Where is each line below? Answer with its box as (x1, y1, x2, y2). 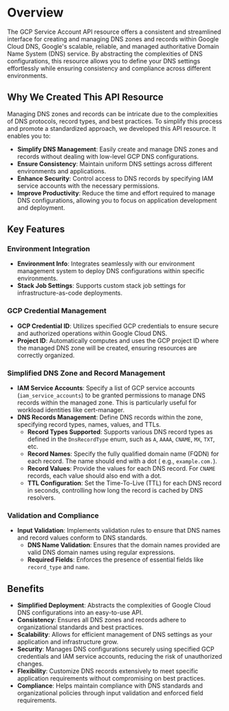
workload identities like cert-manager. (17, 406, 125, 414)
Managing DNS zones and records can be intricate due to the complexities (7, 109, 218, 118)
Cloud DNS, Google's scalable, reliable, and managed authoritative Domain (7, 42, 219, 50)
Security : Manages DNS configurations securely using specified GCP (17, 645, 215, 653)
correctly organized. (17, 351, 75, 359)
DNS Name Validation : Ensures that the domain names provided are (27, 541, 221, 549)
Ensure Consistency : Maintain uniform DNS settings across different (17, 160, 212, 168)
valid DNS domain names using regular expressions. (27, 549, 175, 557)
